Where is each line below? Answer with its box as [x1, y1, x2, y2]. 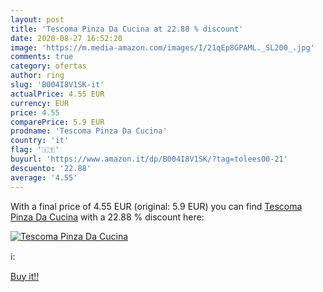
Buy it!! [10, 270, 40, 282]
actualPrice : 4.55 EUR [10, 89, 105, 99]
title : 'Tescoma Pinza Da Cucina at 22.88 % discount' [10, 24, 244, 34]
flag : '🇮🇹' [10, 145, 60, 155]
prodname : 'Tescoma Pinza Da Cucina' [10, 126, 168, 136]
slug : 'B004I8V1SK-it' [10, 80, 105, 90]
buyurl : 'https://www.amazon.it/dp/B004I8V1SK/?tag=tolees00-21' [10, 154, 288, 164]
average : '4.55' [10, 172, 78, 183]
